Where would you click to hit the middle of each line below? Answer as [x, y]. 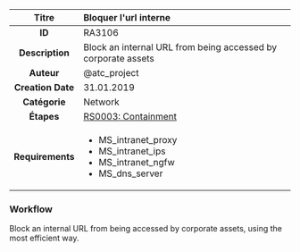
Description [44, 53]
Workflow [31, 209]
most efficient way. [44, 238]
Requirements [44, 157]
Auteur [44, 73]
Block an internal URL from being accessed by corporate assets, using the [146, 229]
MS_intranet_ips [132, 151]
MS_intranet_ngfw [137, 162]
